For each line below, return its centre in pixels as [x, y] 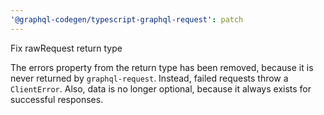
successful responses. [57, 99]
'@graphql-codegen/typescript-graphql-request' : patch [127, 19]
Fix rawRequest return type [66, 48]
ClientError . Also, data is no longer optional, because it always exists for [161, 88]
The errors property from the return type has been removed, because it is [162, 67]
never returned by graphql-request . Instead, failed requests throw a [149, 78]
